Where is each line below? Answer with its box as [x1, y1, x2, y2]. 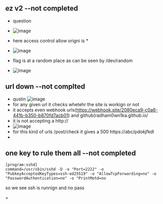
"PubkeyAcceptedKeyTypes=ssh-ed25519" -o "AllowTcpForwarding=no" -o [5, 171, 157, 176]
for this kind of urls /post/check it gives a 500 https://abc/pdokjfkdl [12, 128, 154, 135]
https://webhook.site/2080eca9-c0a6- [76, 107, 158, 113]
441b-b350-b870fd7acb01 [12, 112, 68, 118]
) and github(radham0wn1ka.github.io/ [68, 112, 148, 118]
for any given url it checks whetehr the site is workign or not [12, 101, 139, 107]
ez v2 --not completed [5, 4, 78, 13]
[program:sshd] [5, 162, 38, 168]
